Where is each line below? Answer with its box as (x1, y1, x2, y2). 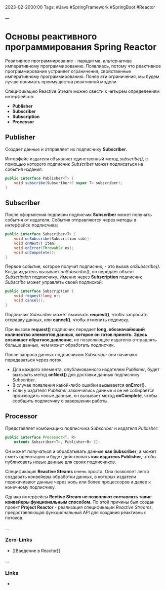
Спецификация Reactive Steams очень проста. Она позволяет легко (5, 468, 150, 474)
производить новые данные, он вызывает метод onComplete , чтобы (12, 392, 157, 399)
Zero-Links (5, 536, 33, 543)
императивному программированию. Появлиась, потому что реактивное (5, 63, 161, 69)
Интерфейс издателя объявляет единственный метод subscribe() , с (5, 155, 148, 162)
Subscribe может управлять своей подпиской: (5, 279, 103, 285)
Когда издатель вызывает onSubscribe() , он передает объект (5, 269, 134, 275)
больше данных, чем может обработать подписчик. (5, 342, 115, 348)
